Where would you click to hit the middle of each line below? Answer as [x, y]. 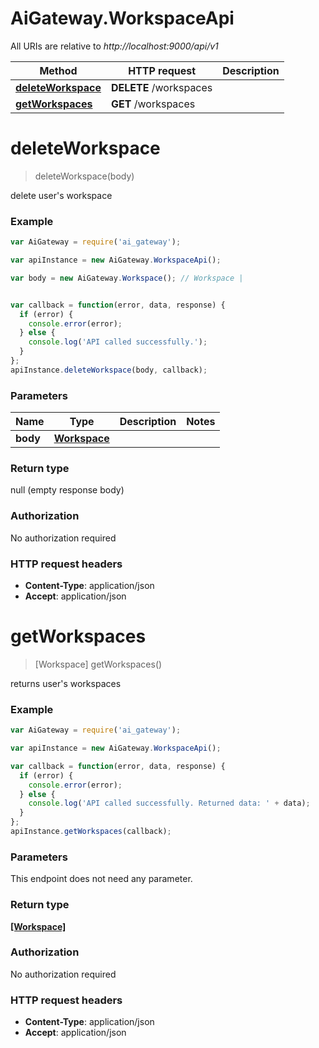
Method [58, 70]
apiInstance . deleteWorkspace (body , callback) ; [109, 370]
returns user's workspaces [66, 683]
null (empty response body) [67, 490]
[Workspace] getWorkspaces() [98, 664]
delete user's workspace [61, 195]
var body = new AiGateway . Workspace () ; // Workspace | [127, 278]
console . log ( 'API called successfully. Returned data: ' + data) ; [169, 803]
